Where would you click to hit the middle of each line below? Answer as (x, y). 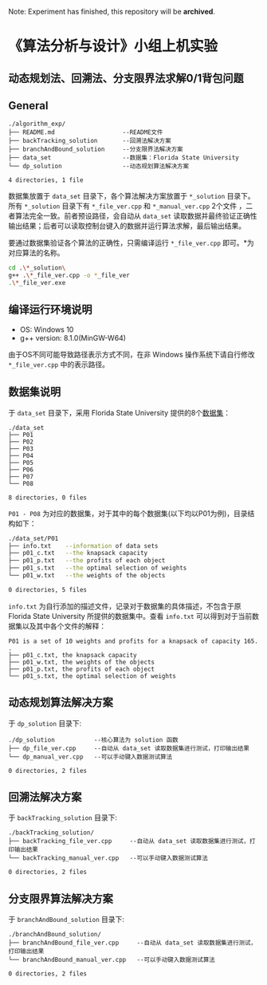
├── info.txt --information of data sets (83, 546)
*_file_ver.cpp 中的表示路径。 (59, 364)
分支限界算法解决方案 (61, 898)
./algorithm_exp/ (37, 124)
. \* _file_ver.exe (37, 283)
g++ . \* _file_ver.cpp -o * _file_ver (69, 276)
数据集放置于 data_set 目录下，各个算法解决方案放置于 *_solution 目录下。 (132, 196)
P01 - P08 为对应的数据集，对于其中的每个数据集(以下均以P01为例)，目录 (128, 513)
